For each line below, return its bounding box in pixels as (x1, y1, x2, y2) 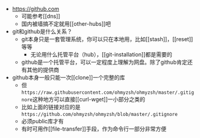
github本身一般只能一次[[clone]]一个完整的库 (12, 74, 125, 81)
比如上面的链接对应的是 (21, 104, 81, 110)
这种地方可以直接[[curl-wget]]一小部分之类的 (32, 96, 146, 103)
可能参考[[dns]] (21, 12, 61, 20)
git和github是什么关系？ (12, 28, 73, 35)
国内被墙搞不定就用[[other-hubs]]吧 (21, 20, 111, 27)
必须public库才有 (21, 118, 64, 125)
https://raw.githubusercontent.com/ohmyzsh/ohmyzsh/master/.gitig (21, 90, 194, 96)
